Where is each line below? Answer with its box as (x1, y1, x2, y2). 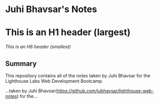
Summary (5, 59, 37, 68)
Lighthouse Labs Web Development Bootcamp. (5, 78, 104, 84)
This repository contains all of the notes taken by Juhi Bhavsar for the (5, 73, 150, 79)
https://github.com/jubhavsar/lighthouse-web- (56, 88, 154, 94)
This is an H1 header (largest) (5, 27, 131, 38)
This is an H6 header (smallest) (5, 43, 71, 49)
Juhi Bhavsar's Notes (5, 4, 97, 15)
